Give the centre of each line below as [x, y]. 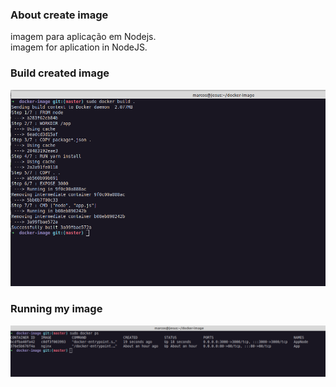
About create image [59, 15]
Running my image [56, 309]
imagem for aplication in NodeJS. [79, 47]
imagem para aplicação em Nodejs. [83, 37]
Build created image [60, 73]
